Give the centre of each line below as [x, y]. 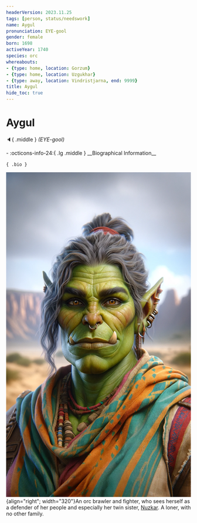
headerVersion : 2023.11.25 [39, 12]
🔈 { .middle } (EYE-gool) [35, 139]
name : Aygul [21, 25]
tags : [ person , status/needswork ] [48, 19]
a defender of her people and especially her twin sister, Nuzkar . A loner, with [98, 507]
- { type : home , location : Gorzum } [48, 68]
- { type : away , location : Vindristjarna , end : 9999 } [72, 81]
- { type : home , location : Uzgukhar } [51, 74]
